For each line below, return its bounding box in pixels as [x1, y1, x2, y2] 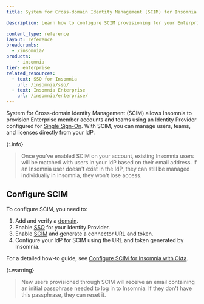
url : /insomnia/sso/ [17, 81, 69, 88]
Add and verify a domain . [15, 217, 79, 225]
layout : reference [6, 36, 53, 42]
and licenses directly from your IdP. [6, 129, 95, 136]
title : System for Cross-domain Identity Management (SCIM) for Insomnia [6, 8, 197, 15]
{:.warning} [6, 266, 35, 274]
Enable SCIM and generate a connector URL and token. [15, 230, 154, 237]
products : [6, 53, 32, 59]
